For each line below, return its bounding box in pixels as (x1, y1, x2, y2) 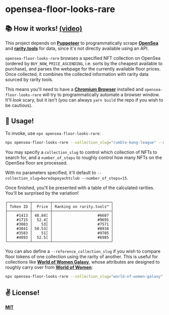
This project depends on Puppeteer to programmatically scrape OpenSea (5, 40, 158, 46)
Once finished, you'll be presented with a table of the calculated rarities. (5, 185, 155, 191)
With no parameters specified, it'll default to (5, 170, 97, 176)
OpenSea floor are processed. (5, 160, 68, 166)
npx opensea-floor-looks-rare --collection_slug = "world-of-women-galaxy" (5, 274, 163, 279)
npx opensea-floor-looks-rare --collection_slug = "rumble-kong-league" (5, 140, 156, 145)
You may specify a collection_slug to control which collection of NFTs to (5, 149, 157, 155)
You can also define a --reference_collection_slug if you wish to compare (5, 248, 161, 254)
